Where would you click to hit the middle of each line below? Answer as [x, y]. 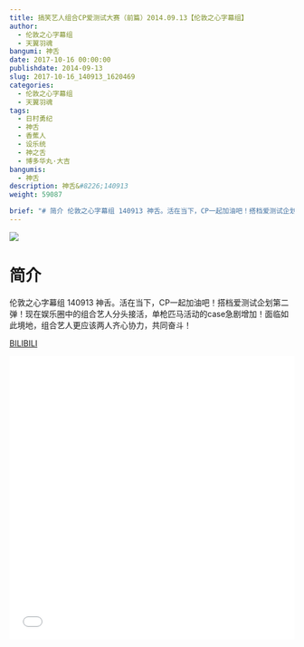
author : [24, 26]
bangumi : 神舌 [35, 52]
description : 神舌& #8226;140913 [69, 187]
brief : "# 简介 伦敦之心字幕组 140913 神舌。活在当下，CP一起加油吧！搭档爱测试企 [150, 211]
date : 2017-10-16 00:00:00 [60, 60]
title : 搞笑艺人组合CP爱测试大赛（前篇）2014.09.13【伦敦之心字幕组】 [129, 18]
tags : [19, 111]
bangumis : [28, 169]
